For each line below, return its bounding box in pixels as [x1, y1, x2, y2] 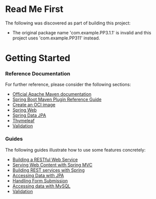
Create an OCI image [12, 102, 56, 108]
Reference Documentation [5, 70, 71, 77]
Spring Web [12, 107, 37, 113]
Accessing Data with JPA [12, 172, 64, 178]
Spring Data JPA [12, 112, 46, 118]
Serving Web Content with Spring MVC [12, 162, 93, 168]
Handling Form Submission [12, 178, 68, 184]
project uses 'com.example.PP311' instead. [12, 35, 100, 41]
